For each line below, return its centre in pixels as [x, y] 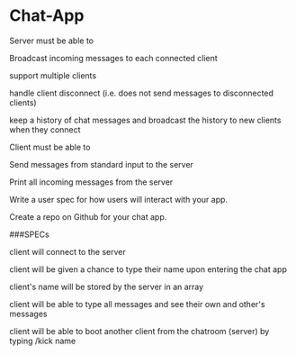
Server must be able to [52, 41]
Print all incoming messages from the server [91, 182]
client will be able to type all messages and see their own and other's [137, 304]
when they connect [45, 129]
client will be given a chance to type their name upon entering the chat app [148, 269]
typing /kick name [43, 341]
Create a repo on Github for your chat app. [88, 216]
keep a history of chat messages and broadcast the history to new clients [145, 120]
